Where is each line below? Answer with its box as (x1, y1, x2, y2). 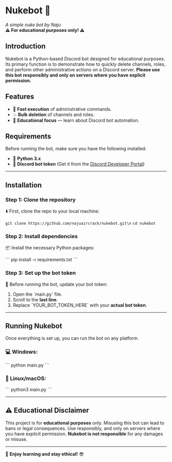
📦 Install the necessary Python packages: (5, 245, 95, 251)
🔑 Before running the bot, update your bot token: (5, 281, 107, 287)
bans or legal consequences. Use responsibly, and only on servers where (5, 425, 160, 431)
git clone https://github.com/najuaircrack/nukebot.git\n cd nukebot (5, 221, 156, 226)
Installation (5, 181, 42, 189)
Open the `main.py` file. (12, 291, 62, 297)
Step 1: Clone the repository (5, 196, 76, 203)
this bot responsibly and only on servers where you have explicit (5, 72, 146, 78)
